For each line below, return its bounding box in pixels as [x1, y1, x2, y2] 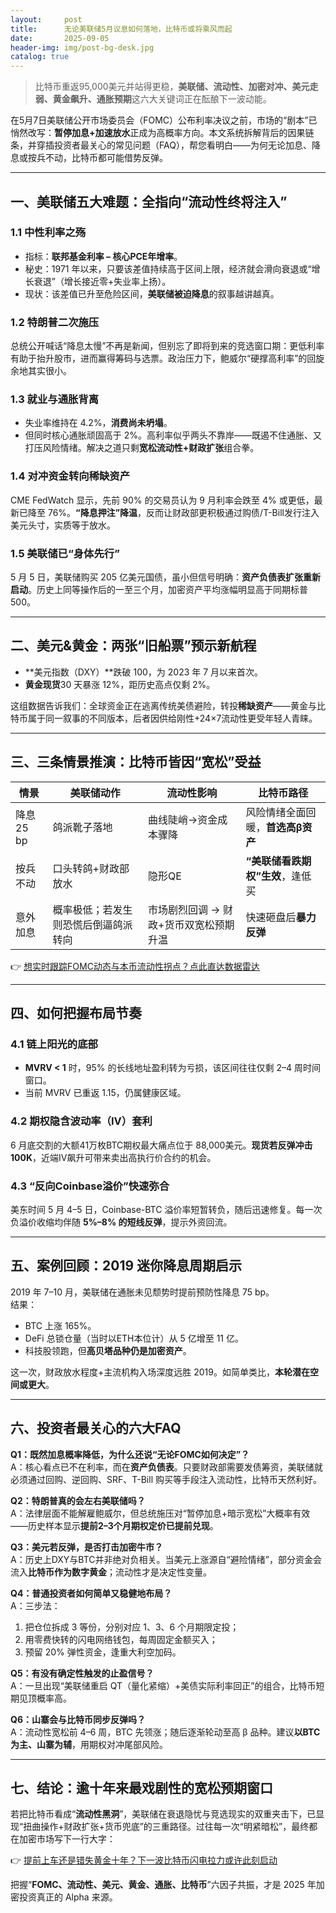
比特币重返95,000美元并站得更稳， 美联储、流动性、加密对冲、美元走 [34, 81, 319, 93]
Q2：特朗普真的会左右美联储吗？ [10, 1494, 146, 1506]
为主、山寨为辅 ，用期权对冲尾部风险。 [10, 1738, 168, 1750]
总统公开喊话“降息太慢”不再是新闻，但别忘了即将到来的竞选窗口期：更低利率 [10, 340, 325, 352]
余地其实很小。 [10, 365, 72, 377]
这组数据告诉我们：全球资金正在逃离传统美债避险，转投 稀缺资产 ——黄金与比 [10, 699, 326, 711]
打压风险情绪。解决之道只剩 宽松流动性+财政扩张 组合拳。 [24, 442, 260, 454]
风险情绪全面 [245, 805, 307, 819]
